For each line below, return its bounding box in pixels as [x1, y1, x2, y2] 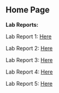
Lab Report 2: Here [5, 44, 53, 52]
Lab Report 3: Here [5, 56, 53, 63]
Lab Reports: [5, 21, 39, 28]
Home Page [5, 5, 50, 15]
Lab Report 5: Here [5, 80, 53, 87]
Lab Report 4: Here [5, 68, 54, 75]
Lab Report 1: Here [5, 33, 52, 40]
